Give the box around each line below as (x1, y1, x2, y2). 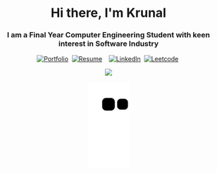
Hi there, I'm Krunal (51, 5, 166, 21)
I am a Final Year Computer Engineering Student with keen (6, 30, 211, 40)
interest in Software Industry (58, 39, 159, 49)
